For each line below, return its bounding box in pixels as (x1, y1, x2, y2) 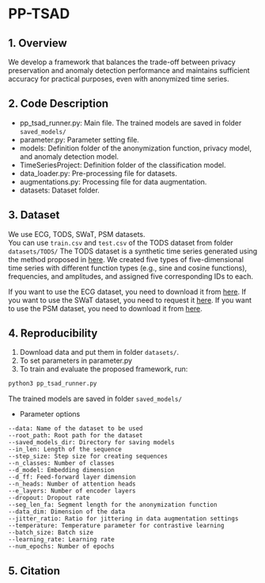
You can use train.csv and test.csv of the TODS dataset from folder (8, 238, 233, 247)
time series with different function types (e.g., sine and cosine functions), (8, 263, 248, 272)
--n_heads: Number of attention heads (8, 480, 136, 488)
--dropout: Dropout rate (8, 494, 90, 502)
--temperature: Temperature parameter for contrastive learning (8, 522, 225, 530)
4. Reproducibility (8, 326, 98, 341)
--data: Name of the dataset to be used (8, 425, 144, 432)
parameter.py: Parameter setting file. (19, 135, 140, 144)
